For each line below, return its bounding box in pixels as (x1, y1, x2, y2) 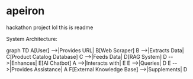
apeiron (6, 4, 45, 18)
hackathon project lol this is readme (6, 24, 94, 31)
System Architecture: (6, 35, 58, 42)
